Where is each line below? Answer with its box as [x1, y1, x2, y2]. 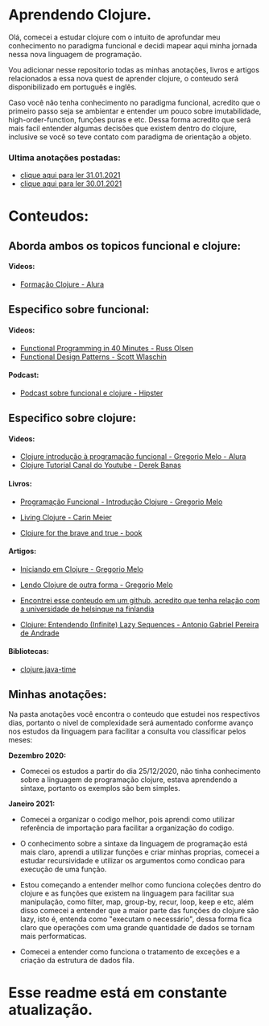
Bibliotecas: [8, 647, 50, 656]
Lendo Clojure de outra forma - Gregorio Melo [19, 580, 173, 590]
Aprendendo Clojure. [8, 6, 151, 24]
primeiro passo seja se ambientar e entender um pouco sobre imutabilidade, [8, 106, 262, 116]
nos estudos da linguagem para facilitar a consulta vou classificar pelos [8, 726, 246, 736]
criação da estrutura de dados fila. [19, 955, 135, 965]
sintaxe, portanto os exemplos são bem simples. [19, 783, 180, 792]
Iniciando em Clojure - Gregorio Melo [19, 564, 143, 573]
